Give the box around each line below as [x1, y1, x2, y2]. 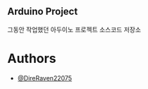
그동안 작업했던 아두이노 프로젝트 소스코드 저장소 [7, 25, 142, 34]
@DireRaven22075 [17, 73, 73, 82]
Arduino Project [7, 6, 78, 18]
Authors [7, 51, 56, 66]
